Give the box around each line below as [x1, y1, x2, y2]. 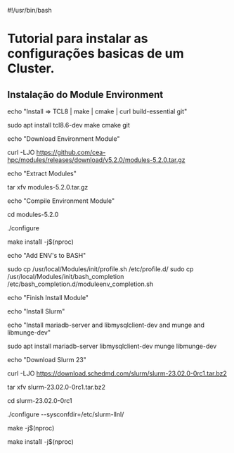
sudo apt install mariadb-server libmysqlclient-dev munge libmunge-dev [7, 342, 217, 350]
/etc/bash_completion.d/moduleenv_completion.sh [7, 280, 153, 288]
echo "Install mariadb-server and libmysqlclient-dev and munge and [7, 321, 205, 329]
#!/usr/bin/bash [7, 6, 52, 14]
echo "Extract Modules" [7, 169, 77, 178]
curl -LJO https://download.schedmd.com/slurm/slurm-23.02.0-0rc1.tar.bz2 [7, 369, 227, 378]
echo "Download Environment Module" [7, 135, 120, 143]
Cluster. [7, 61, 55, 77]
